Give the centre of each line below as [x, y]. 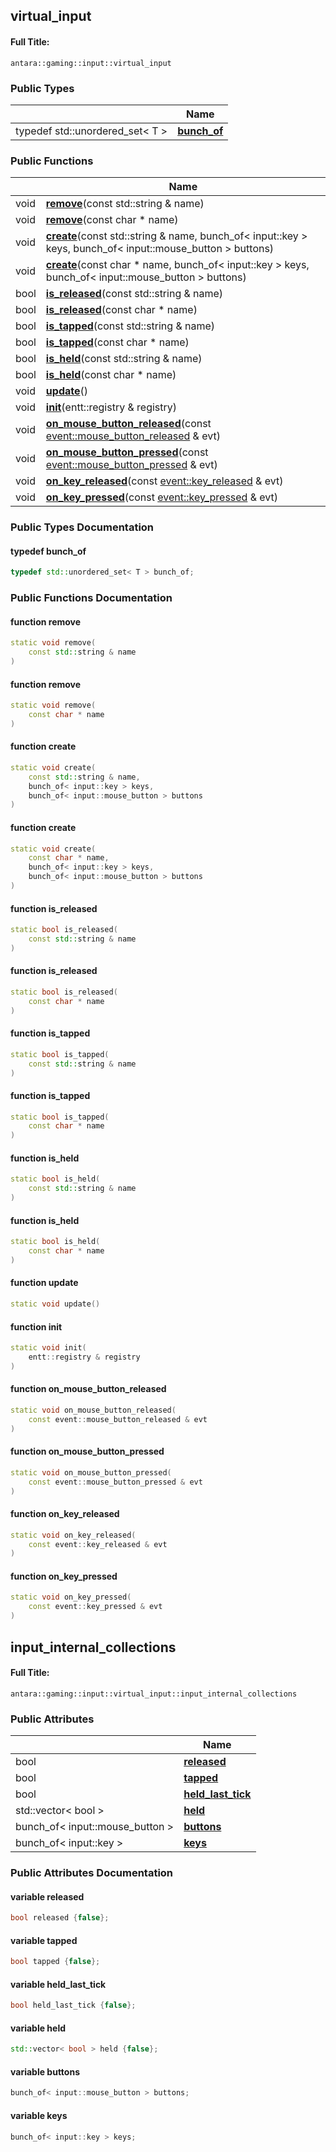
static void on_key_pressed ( [71, 1597]
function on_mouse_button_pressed [87, 1451]
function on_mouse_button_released [88, 1389]
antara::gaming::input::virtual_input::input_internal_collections [154, 1694]
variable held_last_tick [58, 1984]
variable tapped [44, 1940]
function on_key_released [65, 1514]
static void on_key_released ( [73, 1535]
